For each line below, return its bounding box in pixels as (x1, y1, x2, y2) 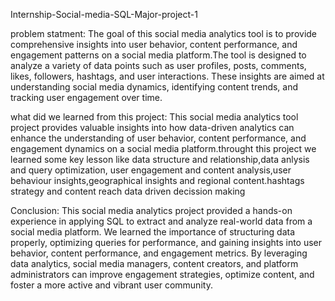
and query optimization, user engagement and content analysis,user (10, 164, 292, 176)
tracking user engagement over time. (10, 92, 163, 103)
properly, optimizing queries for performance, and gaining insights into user (10, 237, 323, 248)
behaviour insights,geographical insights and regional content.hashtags (10, 175, 305, 186)
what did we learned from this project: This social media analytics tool (10, 111, 299, 123)
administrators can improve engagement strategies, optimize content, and (10, 269, 315, 280)
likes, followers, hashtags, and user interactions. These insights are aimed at (10, 70, 325, 82)
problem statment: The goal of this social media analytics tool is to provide (10, 28, 318, 39)
